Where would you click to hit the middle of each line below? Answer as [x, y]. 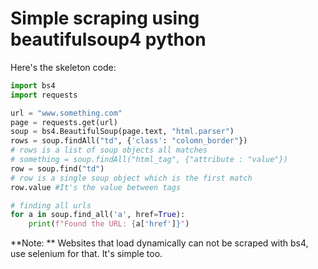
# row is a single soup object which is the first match [131, 178]
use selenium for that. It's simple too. [86, 254]
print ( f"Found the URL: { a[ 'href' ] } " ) [109, 224]
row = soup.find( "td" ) [57, 168]
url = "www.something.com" [66, 113]
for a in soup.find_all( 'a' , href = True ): [98, 215]
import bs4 [33, 85]
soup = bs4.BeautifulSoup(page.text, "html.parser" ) [122, 132]
